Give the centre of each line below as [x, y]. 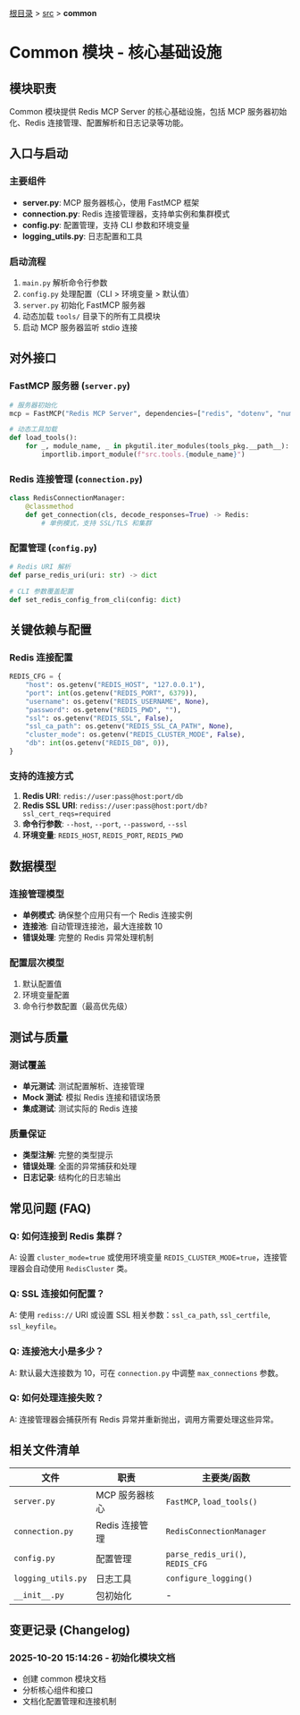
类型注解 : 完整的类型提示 [67, 1155]
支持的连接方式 [42, 776]
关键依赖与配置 [50, 629]
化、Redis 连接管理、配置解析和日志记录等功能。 [99, 123]
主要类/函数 [226, 1477]
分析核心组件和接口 [58, 1690]
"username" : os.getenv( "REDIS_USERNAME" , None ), [117, 701]
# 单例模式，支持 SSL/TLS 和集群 [96, 523]
